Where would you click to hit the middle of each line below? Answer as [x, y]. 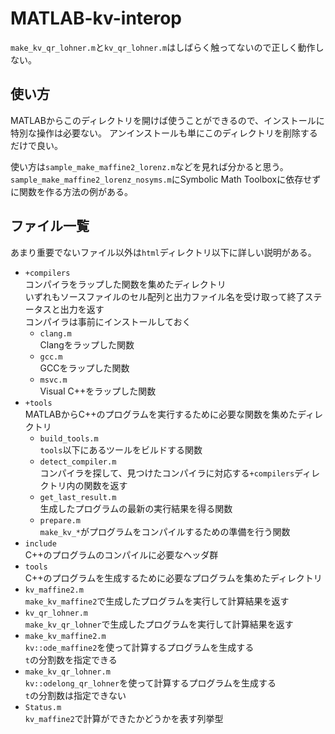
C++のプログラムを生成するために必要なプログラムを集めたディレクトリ [173, 578]
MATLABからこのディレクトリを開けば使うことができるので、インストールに [167, 120]
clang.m [55, 333]
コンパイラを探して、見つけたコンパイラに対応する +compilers [167, 473]
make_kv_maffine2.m [65, 636]
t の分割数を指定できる [71, 659]
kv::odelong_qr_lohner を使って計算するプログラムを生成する [150, 683]
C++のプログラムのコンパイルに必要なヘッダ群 [121, 554]
